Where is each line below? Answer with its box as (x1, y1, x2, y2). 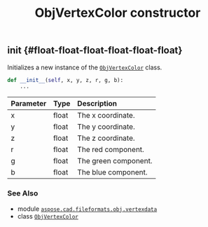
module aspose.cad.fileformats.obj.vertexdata (17, 205, 158, 213)
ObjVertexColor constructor (34, 5, 201, 21)
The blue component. (76, 167, 148, 177)
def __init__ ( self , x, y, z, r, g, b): (7, 76, 124, 83)
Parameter (11, 99, 47, 109)
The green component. (76, 156, 153, 166)
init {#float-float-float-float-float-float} (7, 44, 183, 57)
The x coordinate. (76, 111, 135, 121)
